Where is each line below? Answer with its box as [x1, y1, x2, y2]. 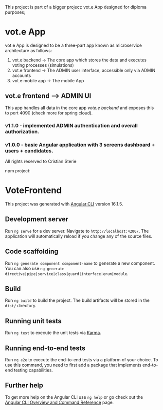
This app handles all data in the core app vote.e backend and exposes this [5, 105, 154, 111]
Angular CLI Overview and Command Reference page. [5, 399, 114, 405]
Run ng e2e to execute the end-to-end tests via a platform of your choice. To [5, 356, 159, 362]
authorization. [5, 128, 40, 135]
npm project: [5, 168, 31, 173]
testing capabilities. [14, 367, 53, 373]
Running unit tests [5, 317, 62, 325]
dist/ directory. [5, 303, 36, 309]
